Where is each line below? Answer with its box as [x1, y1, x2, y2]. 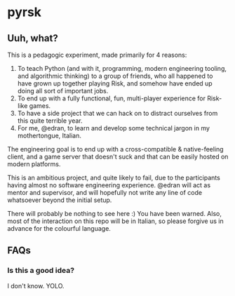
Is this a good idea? [7, 266, 75, 276]
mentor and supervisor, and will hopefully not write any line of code [7, 189, 202, 196]
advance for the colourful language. [7, 224, 111, 232]
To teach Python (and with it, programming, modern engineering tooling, [17, 65, 227, 72]
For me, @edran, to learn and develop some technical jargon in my [17, 124, 210, 132]
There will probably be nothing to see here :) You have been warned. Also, [7, 210, 222, 217]
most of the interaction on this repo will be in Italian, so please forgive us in [7, 217, 224, 225]
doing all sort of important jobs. [17, 87, 109, 95]
